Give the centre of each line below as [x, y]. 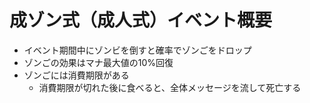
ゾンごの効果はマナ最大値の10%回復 [98, 62]
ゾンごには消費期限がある [76, 75]
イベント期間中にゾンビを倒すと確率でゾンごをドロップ [137, 50]
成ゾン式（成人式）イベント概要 [141, 20]
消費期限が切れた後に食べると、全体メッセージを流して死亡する [170, 87]
